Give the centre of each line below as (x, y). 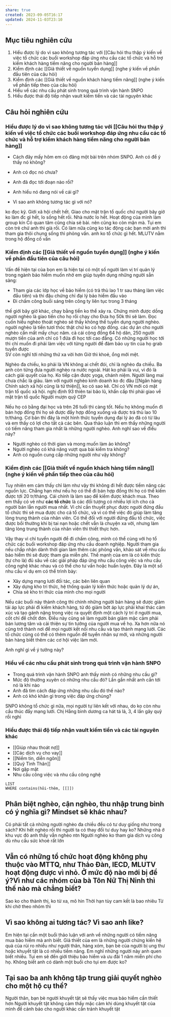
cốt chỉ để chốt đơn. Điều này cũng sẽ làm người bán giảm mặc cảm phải (82, 618)
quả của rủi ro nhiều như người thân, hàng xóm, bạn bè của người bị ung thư (85, 945)
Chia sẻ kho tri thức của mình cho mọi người (59, 592)
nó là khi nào (26, 685)
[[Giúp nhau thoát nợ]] (36, 748)
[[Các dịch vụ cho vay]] (38, 753)
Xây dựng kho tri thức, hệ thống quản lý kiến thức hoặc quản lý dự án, (86, 587)
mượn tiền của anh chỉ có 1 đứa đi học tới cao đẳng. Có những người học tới (85, 338)
